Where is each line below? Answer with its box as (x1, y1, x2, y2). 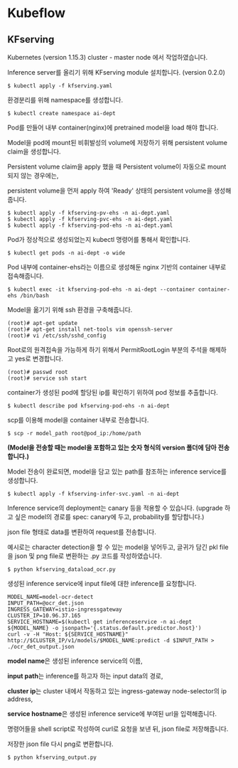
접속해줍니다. (7, 272, 44, 280)
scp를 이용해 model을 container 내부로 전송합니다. (7, 416, 149, 424)
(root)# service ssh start (7, 375, 87, 382)
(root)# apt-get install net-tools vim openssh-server (7, 326, 173, 333)
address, (7, 695, 33, 703)
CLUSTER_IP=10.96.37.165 (7, 612, 81, 619)
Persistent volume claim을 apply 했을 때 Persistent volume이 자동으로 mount (7, 162, 227, 171)
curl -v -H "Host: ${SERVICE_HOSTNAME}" (7, 631, 129, 638)
